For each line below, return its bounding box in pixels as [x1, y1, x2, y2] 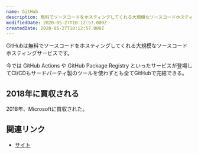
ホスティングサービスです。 [6, 50, 73, 57]
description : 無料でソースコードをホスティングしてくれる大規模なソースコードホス [6, 14, 185, 20]
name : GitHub [6, 8, 38, 15]
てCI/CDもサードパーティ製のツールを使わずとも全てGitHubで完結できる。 [6, 69, 187, 77]
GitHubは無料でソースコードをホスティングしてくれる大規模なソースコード [6, 42, 188, 49]
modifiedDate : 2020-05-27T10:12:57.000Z [6, 20, 108, 25]
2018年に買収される [6, 88, 80, 98]
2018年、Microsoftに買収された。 [6, 105, 88, 113]
